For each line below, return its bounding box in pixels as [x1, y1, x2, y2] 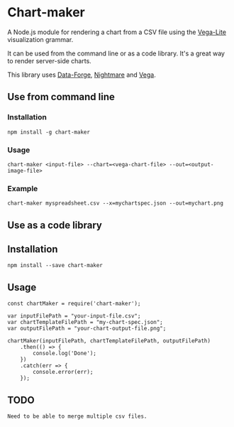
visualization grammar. [7, 35, 74, 43]
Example [7, 183, 38, 193]
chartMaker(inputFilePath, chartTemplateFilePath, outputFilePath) [7, 337, 211, 345]
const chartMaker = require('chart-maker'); [7, 300, 141, 308]
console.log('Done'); [33, 350, 97, 357]
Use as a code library [7, 219, 103, 231]
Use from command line [7, 91, 116, 103]
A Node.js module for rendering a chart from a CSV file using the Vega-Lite [7, 28, 227, 36]
